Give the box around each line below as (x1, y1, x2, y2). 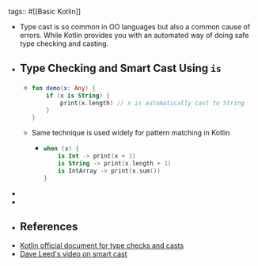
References (19, 219, 78, 233)
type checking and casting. (19, 39, 109, 48)
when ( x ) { (43, 145, 80, 153)
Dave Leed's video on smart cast (19, 249, 128, 259)
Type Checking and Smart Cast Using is (19, 62, 222, 75)
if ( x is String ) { (46, 91, 111, 100)
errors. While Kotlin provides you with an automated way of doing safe (19, 31, 249, 40)
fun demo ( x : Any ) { (31, 84, 97, 92)
